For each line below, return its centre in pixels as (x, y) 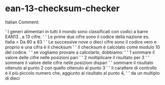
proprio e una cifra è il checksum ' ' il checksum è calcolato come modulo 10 (82, 47)
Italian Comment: (22, 22)
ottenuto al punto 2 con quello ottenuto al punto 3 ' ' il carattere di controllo (81, 68)
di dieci (13, 78)
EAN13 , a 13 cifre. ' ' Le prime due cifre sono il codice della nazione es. (77, 37)
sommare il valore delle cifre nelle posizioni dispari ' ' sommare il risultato (79, 63)
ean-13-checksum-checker (62, 9)
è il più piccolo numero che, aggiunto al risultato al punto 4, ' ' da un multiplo (82, 73)
